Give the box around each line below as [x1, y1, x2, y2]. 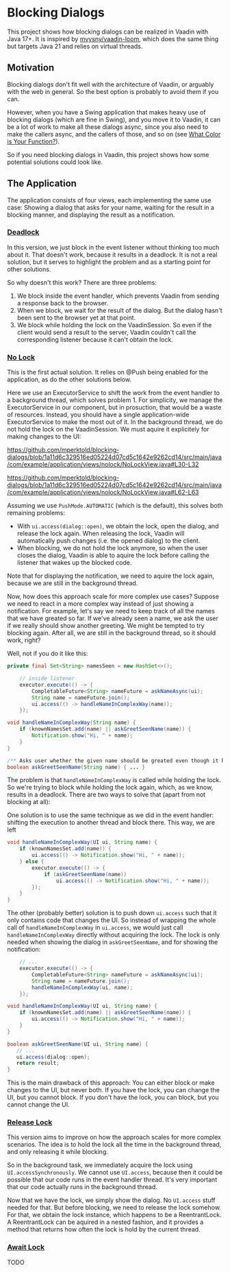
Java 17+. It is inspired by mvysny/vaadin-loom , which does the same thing [7, 34, 219, 43]
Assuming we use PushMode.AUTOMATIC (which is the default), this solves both [7, 502, 223, 510]
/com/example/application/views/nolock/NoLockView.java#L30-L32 [7, 460, 200, 469]
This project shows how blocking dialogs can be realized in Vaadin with [7, 27, 209, 36]
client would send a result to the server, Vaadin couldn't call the [16, 328, 196, 336]
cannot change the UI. [7, 1100, 70, 1109]
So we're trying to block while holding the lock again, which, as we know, [7, 784, 214, 792]
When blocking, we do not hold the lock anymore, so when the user [16, 544, 208, 552]
